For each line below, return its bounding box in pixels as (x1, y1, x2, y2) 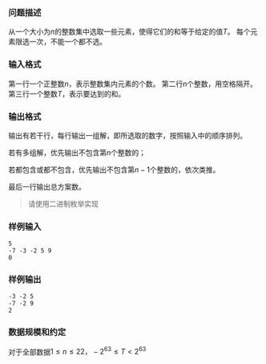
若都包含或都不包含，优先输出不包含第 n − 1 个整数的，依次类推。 (8, 165, 220, 174)
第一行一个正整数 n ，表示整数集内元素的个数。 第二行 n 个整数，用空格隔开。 (8, 79, 258, 88)
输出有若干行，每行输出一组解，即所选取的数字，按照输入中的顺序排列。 (8, 130, 247, 140)
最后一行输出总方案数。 (8, 182, 86, 191)
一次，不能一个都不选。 (29, 37, 107, 47)
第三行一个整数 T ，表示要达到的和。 (8, 88, 126, 98)
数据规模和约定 (8, 327, 66, 338)
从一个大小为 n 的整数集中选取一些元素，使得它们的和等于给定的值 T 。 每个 (8, 27, 251, 37)
